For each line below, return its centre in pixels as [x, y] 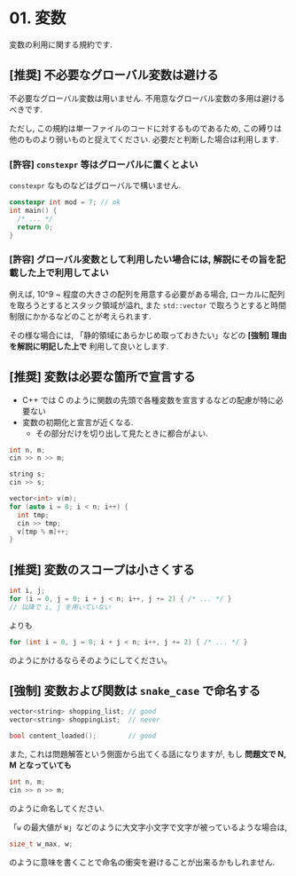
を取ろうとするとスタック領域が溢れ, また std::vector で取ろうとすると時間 [148, 305]
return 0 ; [35, 227]
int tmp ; [33, 515]
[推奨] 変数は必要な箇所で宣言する [102, 377]
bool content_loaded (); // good [83, 736]
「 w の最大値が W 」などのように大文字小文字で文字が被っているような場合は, [148, 827]
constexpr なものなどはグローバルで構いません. [95, 185]
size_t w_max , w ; [41, 844]
